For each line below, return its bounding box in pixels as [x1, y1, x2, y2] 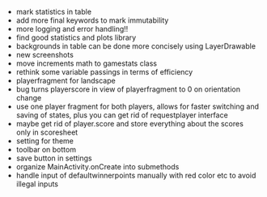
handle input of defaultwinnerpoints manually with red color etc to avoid [15, 170, 256, 180]
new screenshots [15, 50, 74, 59]
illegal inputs [15, 179, 59, 189]
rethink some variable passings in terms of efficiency [15, 67, 193, 76]
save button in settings [15, 153, 92, 163]
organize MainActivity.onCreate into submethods [15, 162, 180, 171]
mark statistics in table [15, 7, 91, 16]
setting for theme [15, 136, 74, 145]
